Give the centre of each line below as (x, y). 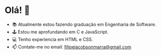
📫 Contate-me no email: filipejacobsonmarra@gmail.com (72, 46)
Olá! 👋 (17, 10)
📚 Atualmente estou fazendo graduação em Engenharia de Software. (84, 24)
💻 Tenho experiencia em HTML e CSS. (53, 39)
